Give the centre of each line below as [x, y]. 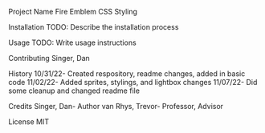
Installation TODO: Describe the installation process [94, 27]
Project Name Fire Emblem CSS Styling [73, 12]
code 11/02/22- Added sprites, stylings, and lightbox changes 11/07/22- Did [133, 82]
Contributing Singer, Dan [49, 58]
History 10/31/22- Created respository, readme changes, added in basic [127, 74]
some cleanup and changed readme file [74, 91]
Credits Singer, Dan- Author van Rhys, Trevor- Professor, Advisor [116, 106]
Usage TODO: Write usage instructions [72, 42]
